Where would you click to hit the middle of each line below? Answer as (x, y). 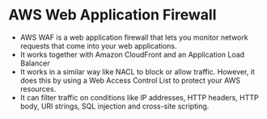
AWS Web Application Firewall (112, 15)
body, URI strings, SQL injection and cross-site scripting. (114, 106)
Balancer (35, 63)
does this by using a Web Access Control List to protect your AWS (130, 80)
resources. (38, 89)
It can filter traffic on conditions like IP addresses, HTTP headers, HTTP (139, 97)
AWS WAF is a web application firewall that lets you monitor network (134, 37)
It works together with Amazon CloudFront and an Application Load (132, 54)
